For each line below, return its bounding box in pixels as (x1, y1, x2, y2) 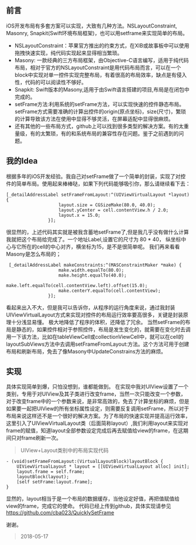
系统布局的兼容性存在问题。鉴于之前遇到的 (75, 130, 179, 137)
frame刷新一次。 (21, 434, 61, 441)
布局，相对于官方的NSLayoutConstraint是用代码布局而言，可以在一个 (14, 64, 181, 71)
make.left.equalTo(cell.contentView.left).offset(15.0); (6, 282, 148, 288)
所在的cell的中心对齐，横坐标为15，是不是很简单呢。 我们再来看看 (21, 243, 180, 250)
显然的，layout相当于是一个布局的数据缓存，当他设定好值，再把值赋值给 (6, 495, 180, 502)
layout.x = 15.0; (58, 212, 101, 218)
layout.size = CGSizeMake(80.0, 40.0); (58, 202, 156, 208)
